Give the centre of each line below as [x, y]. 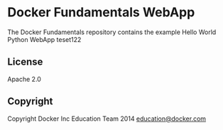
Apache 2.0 [24, 79]
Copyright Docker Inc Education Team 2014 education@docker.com [107, 119]
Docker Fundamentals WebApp [101, 12]
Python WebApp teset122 [44, 39]
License [25, 62]
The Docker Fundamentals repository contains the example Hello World [112, 32]
